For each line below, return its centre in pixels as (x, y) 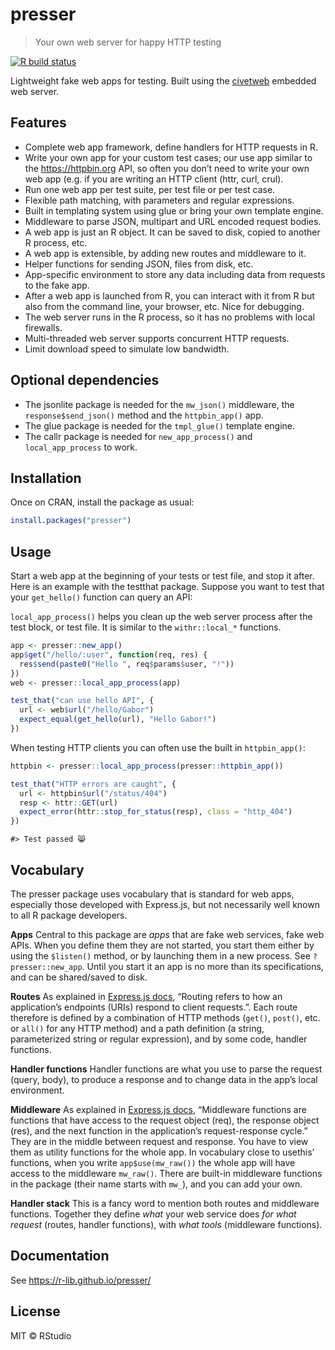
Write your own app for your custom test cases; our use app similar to (168, 157)
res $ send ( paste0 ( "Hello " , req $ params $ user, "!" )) (127, 664)
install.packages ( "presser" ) (71, 521)
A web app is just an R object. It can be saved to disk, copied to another (172, 232)
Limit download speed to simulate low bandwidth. (127, 349)
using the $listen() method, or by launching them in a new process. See (160, 956)
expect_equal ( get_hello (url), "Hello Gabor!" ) (118, 719)
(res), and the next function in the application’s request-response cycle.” (159, 1131)
